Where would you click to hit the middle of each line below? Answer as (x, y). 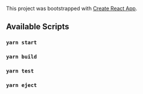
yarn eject (21, 85)
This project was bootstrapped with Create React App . (72, 8)
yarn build (21, 57)
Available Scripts (38, 27)
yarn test (20, 71)
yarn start (21, 43)
